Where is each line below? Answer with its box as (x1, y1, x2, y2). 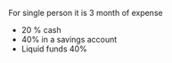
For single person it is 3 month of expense (8, 8, 163, 18)
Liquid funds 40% (20, 43, 88, 54)
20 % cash (20, 25, 61, 35)
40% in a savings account (20, 35, 118, 44)
